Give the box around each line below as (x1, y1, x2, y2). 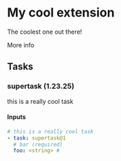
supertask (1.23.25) (7, 81, 74, 91)
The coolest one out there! (7, 28, 82, 36)
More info (7, 41, 35, 49)
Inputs (7, 113, 26, 121)
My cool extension (7, 5, 115, 21)
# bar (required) (13, 141, 63, 148)
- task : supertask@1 (7, 134, 67, 142)
